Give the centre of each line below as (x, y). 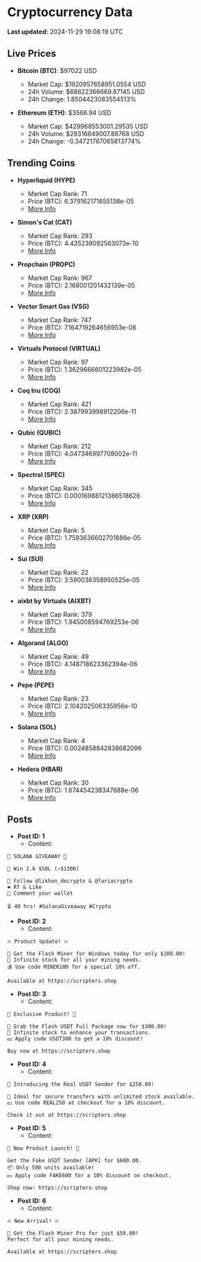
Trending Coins (41, 163)
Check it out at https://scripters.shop (67, 1115)
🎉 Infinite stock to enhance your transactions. (79, 1033)
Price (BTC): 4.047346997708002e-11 (82, 454)
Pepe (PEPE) (36, 685)
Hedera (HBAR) (40, 769)
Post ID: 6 (32, 1201)
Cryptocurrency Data (70, 12)
